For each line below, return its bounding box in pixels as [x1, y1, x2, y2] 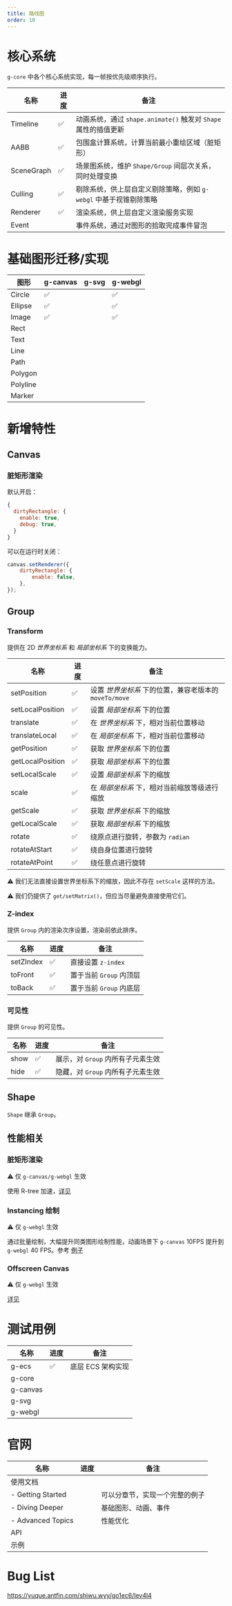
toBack [10, 982, 34, 992]
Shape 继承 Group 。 [7, 1110, 60, 1119]
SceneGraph [10, 166, 52, 176]
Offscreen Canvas [7, 1263, 70, 1273]
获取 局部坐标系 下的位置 [90, 756, 171, 766]
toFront [10, 969, 35, 979]
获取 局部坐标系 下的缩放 [90, 819, 171, 828]
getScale [10, 805, 40, 815]
